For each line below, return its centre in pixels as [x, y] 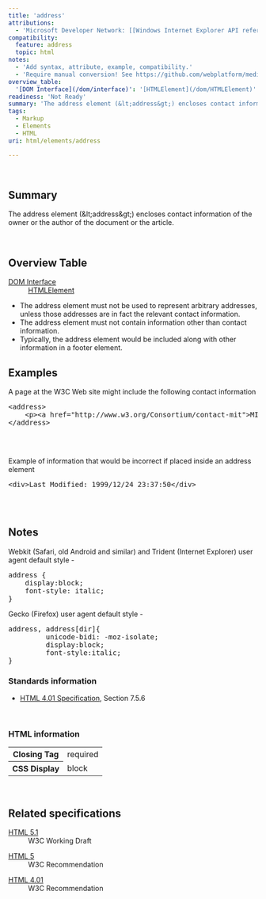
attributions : [32, 23]
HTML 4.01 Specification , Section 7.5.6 [82, 699]
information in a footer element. [71, 348]
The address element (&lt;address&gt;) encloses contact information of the [130, 214]
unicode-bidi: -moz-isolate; [102, 637]
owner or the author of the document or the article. [91, 223]
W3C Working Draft [60, 841]
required [83, 754]
